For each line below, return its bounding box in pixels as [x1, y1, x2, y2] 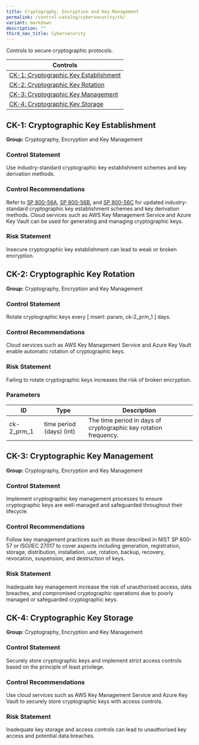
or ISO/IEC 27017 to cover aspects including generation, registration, [14, 542, 181, 549]
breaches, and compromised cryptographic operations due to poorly [6, 589, 174, 596]
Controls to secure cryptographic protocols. [6, 47, 114, 54]
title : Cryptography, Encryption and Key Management [6, 8, 139, 15]
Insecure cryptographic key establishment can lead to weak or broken [6, 245, 177, 252]
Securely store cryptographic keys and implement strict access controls [6, 657, 182, 664]
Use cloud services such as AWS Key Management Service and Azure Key [6, 691, 188, 698]
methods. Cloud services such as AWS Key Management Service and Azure [6, 211, 191, 218]
